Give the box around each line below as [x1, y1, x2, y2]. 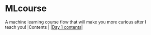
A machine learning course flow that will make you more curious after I [5, 19, 147, 25]
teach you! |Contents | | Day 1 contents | [5, 24, 83, 30]
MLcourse [5, 3, 47, 14]
